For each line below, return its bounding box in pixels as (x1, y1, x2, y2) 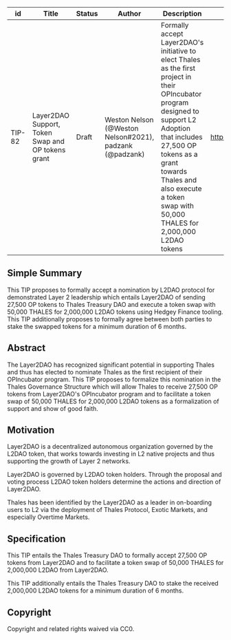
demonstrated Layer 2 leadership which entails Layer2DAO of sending (7, 292, 206, 301)
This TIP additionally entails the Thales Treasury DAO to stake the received (7, 579, 219, 588)
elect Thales (160, 55, 201, 64)
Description (162, 9, 202, 18)
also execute (160, 184, 202, 193)
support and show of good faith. (7, 404, 98, 412)
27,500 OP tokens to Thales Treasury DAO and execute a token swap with (7, 300, 216, 308)
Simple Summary (7, 268, 82, 279)
